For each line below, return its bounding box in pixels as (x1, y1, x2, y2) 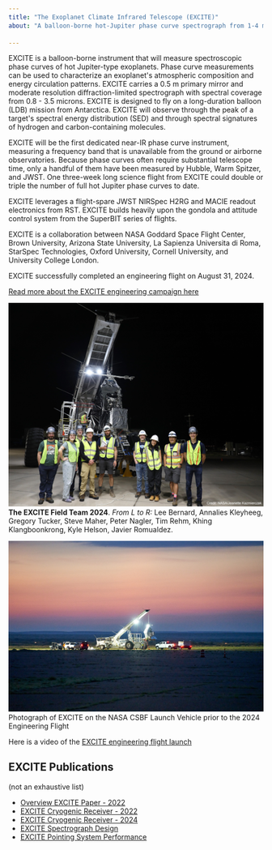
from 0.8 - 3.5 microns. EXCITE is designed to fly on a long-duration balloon (8, 96, 261, 106)
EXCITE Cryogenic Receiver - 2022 (19, 806, 138, 816)
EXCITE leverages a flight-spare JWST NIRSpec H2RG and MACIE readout (8, 197, 257, 207)
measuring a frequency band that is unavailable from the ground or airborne (8, 147, 262, 156)
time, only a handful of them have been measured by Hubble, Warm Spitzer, (8, 164, 261, 173)
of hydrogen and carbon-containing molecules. (8, 122, 166, 132)
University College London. (8, 255, 100, 265)
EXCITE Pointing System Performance (19, 831, 147, 842)
